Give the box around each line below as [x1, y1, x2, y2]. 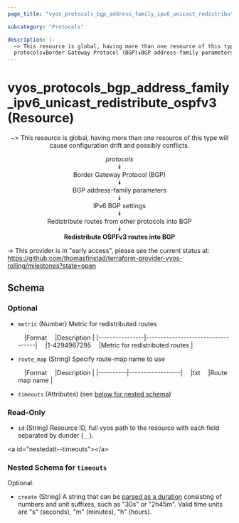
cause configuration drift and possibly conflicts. [49, 141, 190, 150]
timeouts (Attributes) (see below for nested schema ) [17, 389, 172, 398]
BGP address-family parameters [72, 186, 167, 195]
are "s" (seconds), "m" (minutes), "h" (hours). [17, 507, 152, 516]
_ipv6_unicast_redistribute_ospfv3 [7, 95, 217, 111]
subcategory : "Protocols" [7, 23, 84, 31]
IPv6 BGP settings [92, 202, 147, 210]
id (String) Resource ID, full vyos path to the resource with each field [17, 424, 220, 432]
